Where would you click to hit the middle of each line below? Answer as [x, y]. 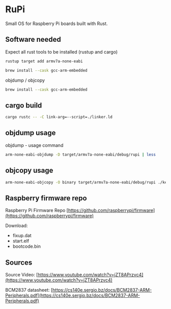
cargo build [24, 105]
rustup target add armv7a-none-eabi [44, 61]
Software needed [33, 40]
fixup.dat [22, 236]
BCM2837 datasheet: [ [29, 290]
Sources [19, 262]
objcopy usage [29, 171]
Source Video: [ [22, 275]
